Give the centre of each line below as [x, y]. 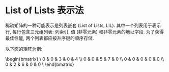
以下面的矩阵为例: [24, 49]
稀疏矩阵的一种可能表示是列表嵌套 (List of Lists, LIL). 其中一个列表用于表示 [83, 25]
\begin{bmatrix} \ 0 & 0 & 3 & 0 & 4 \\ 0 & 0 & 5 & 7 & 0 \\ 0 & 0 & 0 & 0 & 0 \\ [85, 59]
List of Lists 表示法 [45, 10]
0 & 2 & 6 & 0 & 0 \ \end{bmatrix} [40, 64]
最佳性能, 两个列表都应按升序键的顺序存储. [50, 38]
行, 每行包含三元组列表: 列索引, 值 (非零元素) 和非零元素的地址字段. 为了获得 [84, 31]
